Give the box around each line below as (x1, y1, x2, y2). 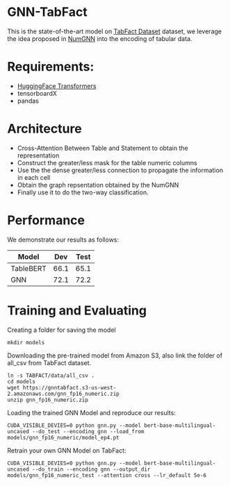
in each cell (17, 173, 51, 181)
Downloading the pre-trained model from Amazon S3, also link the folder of (7, 351, 223, 360)
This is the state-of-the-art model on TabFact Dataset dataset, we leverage (7, 27, 222, 35)
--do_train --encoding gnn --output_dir (32, 466, 151, 473)
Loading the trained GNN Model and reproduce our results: (7, 408, 176, 417)
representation (17, 151, 60, 160)
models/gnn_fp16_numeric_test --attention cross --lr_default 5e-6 (7, 471, 207, 479)
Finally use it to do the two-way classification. (17, 188, 149, 196)
